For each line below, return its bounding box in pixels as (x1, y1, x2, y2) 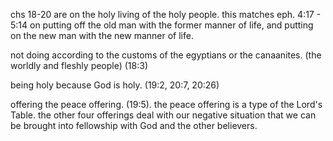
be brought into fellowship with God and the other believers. (10, 120, 258, 131)
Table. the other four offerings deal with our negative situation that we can (10, 109, 317, 121)
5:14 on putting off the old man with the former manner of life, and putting (10, 19, 314, 31)
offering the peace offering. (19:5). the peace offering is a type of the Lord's (10, 99, 323, 110)
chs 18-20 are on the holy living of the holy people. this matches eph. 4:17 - (10, 9, 322, 20)
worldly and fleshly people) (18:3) (10, 60, 149, 71)
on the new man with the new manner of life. (10, 30, 194, 41)
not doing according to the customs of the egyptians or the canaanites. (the (10, 49, 322, 61)
